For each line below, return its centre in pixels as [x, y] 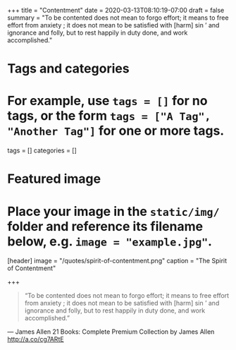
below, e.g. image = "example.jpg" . [110, 241]
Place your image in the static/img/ [113, 211]
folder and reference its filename [105, 226]
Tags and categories [68, 69]
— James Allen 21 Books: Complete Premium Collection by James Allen [111, 332]
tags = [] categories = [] [42, 150]
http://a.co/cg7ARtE [36, 339]
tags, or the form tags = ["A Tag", [109, 116]
